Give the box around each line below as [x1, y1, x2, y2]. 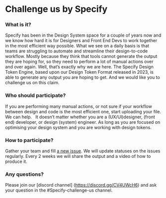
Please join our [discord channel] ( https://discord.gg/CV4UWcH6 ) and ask [5, 182, 157, 188]
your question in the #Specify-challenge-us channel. [5, 187, 113, 194]
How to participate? [5, 137, 54, 144]
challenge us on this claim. [5, 80, 59, 86]
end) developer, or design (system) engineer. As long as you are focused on [5, 119, 161, 125]
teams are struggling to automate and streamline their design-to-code [5, 48, 148, 54]
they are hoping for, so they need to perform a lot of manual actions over [5, 58, 154, 65]
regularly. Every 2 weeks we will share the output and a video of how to [5, 153, 151, 159]
